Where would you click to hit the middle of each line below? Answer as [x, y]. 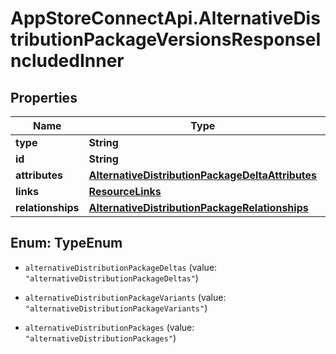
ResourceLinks [125, 191]
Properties [44, 97]
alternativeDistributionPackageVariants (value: [125, 297]
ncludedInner [67, 61]
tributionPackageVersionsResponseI [166, 39]
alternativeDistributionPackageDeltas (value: [121, 267]
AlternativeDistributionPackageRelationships [198, 207]
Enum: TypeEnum [66, 243]
